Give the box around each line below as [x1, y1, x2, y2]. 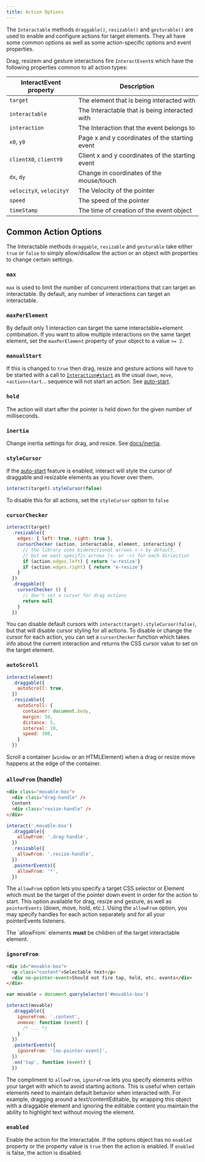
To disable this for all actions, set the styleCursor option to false [6, 496, 169, 504]
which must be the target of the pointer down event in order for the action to [6, 891, 198, 899]
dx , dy [9, 172, 26, 181]
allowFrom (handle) [6, 774, 63, 783]
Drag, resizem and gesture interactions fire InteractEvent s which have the [6, 57, 193, 64]
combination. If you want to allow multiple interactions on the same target [6, 331, 191, 338]
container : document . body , [22, 708, 92, 714]
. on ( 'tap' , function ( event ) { [12, 1059, 92, 1065]
